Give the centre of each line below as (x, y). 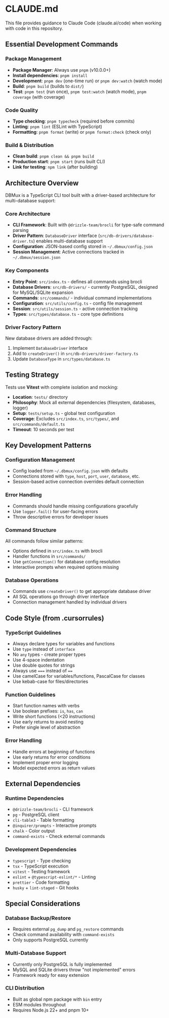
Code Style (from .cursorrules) (55, 618)
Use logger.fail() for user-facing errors (55, 511)
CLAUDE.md (32, 9)
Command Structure (31, 530)
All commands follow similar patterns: (44, 541)
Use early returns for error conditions (52, 757)
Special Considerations (43, 903)
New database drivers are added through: (49, 338)
